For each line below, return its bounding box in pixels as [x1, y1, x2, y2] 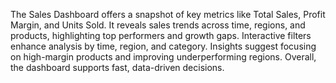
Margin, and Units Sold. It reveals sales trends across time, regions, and [10, 19, 306, 31]
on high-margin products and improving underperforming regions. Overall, [10, 51, 317, 63]
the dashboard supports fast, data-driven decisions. [10, 62, 225, 73]
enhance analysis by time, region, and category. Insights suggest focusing [10, 40, 317, 52]
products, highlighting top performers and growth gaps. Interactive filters [10, 30, 312, 41]
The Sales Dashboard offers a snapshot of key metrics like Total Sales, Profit [10, 9, 326, 20]
